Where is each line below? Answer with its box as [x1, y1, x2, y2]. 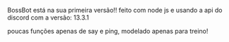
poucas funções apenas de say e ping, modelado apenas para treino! [7, 27, 209, 35]
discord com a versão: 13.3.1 [7, 13, 89, 22]
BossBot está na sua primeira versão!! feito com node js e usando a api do [7, 6, 223, 14]
